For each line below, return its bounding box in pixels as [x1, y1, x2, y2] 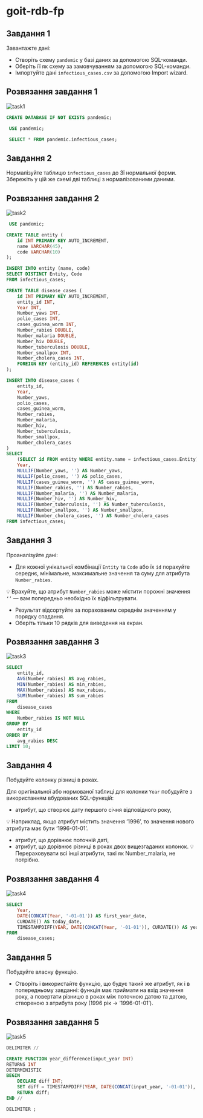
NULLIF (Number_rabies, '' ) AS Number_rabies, [17, 484, 134, 490]
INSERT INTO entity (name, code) [6, 266, 91, 272]
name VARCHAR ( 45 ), [17, 243, 63, 249]
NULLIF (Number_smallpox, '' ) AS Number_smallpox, [17, 507, 145, 514]
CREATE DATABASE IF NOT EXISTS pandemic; [6, 114, 112, 121]
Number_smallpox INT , [17, 350, 71, 356]
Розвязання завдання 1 [6, 87, 98, 97]
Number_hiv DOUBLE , [17, 338, 66, 344]
